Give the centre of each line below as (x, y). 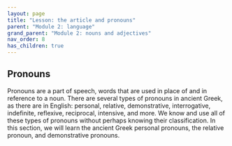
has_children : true (36, 46)
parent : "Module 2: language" (51, 26)
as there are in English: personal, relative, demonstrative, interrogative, (109, 106)
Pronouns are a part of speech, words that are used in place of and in (107, 90)
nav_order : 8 (26, 40)
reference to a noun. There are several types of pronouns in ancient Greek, (115, 98)
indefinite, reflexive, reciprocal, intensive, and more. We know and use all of (116, 113)
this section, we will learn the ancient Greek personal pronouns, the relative (116, 128)
